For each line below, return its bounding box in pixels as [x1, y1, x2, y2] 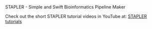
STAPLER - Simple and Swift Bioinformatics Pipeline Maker [5, 4, 126, 10]
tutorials [5, 19, 22, 24]
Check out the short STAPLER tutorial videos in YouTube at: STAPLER [5, 14, 147, 19]
